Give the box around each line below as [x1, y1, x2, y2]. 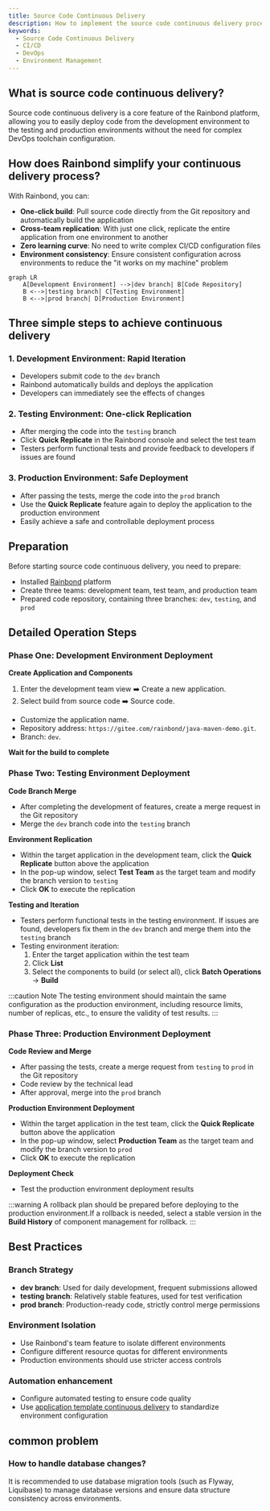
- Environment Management [15, 57, 103, 65]
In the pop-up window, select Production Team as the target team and [19, 1136, 254, 1146]
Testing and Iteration [8, 899, 80, 910]
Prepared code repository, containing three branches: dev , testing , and [19, 593, 257, 604]
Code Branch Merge [8, 786, 77, 795]
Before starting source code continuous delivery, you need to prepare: [8, 561, 241, 571]
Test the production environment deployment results [19, 1184, 194, 1194]
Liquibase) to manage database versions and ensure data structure [8, 1484, 231, 1494]
